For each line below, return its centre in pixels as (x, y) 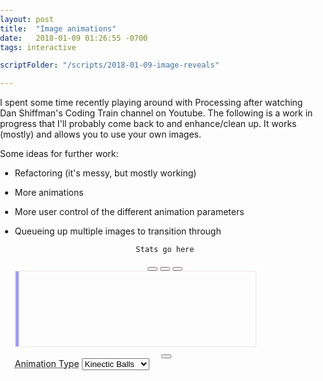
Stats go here (165, 250)
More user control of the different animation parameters (129, 212)
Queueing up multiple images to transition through (118, 231)
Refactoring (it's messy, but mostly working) (105, 173)
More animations (49, 193)
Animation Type (47, 364)
